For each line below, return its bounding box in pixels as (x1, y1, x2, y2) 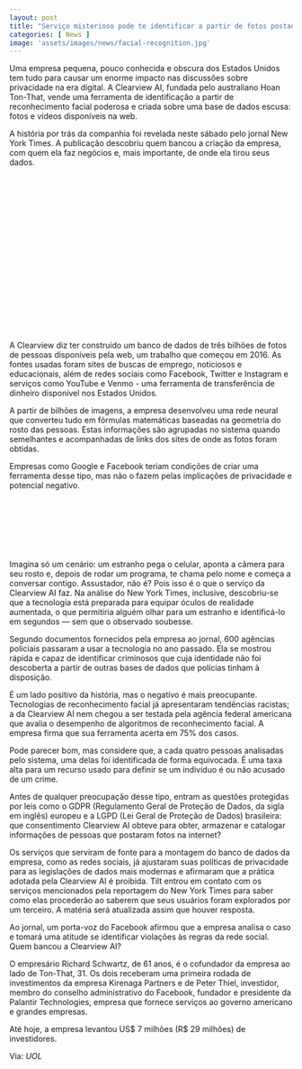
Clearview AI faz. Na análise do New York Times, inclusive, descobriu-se (9, 587, 279, 599)
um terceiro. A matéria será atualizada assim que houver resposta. (9, 904, 255, 915)
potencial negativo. (9, 480, 81, 491)
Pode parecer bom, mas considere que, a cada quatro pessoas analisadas (9, 745, 284, 756)
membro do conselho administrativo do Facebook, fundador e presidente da (9, 987, 292, 998)
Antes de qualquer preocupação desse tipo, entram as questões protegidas (9, 792, 289, 802)
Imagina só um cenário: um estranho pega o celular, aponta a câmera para (9, 559, 285, 570)
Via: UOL (9, 1051, 42, 1062)
